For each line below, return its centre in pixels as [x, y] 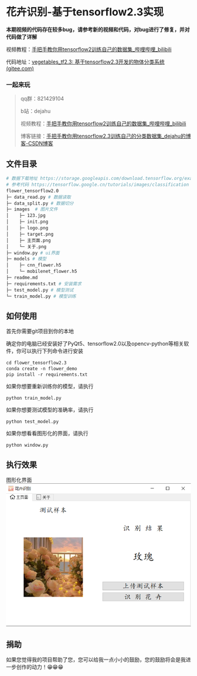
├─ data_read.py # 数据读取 [39, 197]
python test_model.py [33, 422]
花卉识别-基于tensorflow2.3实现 [85, 12]
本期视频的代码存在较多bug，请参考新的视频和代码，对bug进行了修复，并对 [98, 29]
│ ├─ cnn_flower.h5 [34, 265]
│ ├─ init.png [27, 222]
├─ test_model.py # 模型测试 [40, 290]
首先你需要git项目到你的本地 [40, 331]
